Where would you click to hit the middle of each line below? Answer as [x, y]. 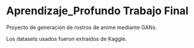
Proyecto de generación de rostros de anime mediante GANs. [81, 27]
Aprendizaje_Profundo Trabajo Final [98, 11]
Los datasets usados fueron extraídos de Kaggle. [67, 39]
